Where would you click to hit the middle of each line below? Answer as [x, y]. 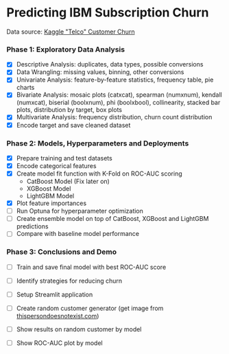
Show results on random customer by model [79, 329]
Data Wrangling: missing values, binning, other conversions [100, 72]
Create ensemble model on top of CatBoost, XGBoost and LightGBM [112, 219]
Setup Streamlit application [55, 294]
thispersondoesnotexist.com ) [58, 316]
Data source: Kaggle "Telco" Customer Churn [71, 32]
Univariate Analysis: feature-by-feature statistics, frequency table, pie [115, 80]
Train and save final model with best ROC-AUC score [91, 267]
